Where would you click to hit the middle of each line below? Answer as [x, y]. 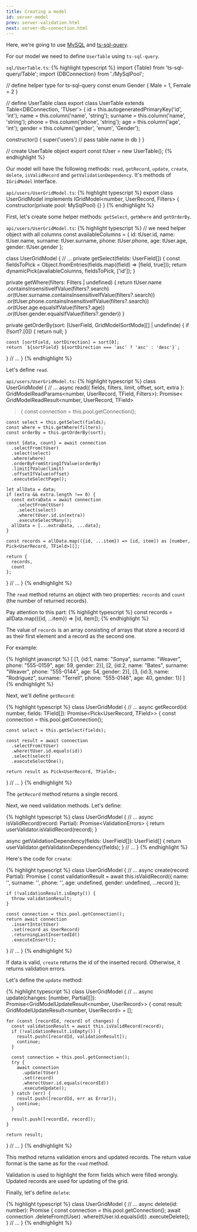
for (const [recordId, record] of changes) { [63, 1021]
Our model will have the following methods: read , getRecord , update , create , [97, 169]
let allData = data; [31, 490]
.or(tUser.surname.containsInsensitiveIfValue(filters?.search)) [81, 295]
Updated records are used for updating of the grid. [68, 1181]
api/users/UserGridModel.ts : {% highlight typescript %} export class [90, 193]
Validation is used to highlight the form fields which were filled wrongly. [93, 1175]
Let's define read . [27, 370]
